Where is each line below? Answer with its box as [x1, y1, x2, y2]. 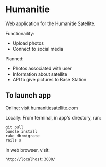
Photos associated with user [12, 65, 72, 71]
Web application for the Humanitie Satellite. [5, 20, 96, 27]
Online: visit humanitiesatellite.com [5, 105, 78, 111]
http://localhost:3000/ [5, 157, 56, 162]
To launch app [5, 91, 51, 100]
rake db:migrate [5, 133, 40, 138]
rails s [5, 138, 22, 143]
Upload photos [12, 40, 44, 46]
